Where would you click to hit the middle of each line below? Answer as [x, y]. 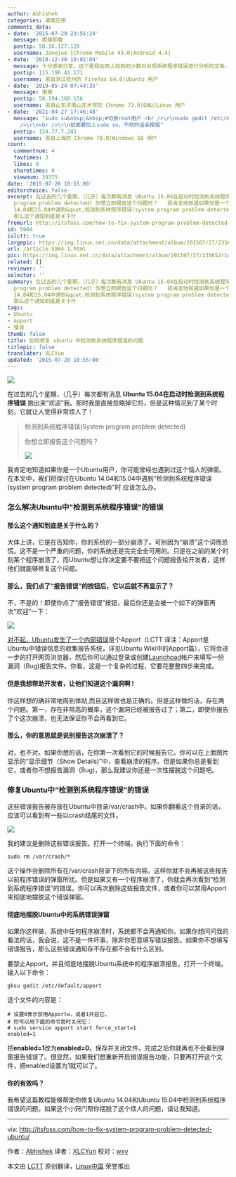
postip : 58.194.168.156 [48, 99]
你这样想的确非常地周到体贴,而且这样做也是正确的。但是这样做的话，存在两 [116, 701]
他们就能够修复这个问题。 [44, 568]
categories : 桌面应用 [37, 20]
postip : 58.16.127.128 [47, 46]
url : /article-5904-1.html [47, 249]
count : [17, 145]
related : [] [25, 262]
